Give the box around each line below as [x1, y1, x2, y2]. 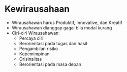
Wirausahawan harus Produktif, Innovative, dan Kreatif [11, 20, 123, 25]
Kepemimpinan [19, 50, 50, 57]
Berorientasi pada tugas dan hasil [19, 40, 87, 46]
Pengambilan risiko [19, 46, 58, 51]
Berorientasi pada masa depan [19, 61, 82, 67]
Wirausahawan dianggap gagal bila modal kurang [11, 24, 112, 30]
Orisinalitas [19, 56, 42, 62]
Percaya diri [19, 35, 44, 41]
